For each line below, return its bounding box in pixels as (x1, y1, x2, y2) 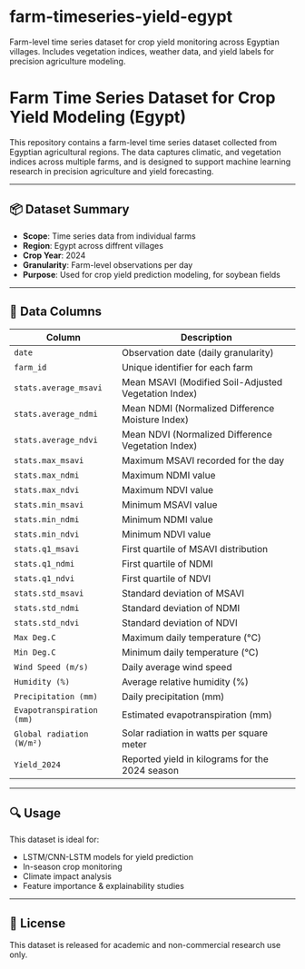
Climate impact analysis (22, 871, 112, 882)
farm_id (14, 361, 47, 372)
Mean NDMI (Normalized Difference (121, 401, 275, 414)
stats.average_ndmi (14, 409, 98, 419)
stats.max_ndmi (14, 470, 80, 480)
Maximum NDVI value (121, 483, 213, 496)
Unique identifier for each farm (121, 361, 253, 373)
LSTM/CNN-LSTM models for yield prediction (22, 852, 193, 863)
